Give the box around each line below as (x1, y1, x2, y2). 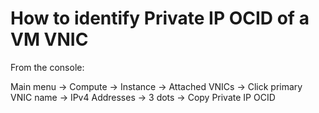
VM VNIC (10, 28, 89, 51)
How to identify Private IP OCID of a (10, 7, 310, 30)
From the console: (10, 61, 85, 73)
